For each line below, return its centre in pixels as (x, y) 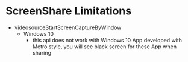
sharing (42, 52)
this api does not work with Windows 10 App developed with (107, 40)
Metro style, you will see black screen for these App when (105, 46)
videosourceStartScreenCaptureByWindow (68, 27)
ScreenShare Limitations (69, 11)
